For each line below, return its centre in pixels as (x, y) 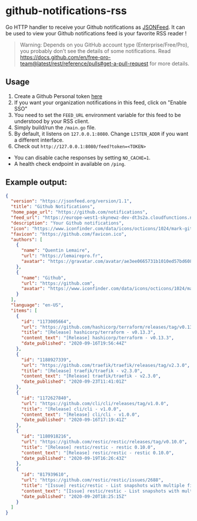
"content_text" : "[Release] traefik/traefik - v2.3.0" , (91, 376)
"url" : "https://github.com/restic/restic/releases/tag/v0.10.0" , (104, 442)
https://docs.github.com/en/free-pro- (65, 57)
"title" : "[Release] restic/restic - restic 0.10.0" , (89, 447)
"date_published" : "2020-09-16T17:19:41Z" (74, 420)
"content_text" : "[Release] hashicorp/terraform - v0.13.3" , (98, 338)
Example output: (36, 183)
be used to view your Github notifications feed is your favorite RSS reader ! (96, 33)
